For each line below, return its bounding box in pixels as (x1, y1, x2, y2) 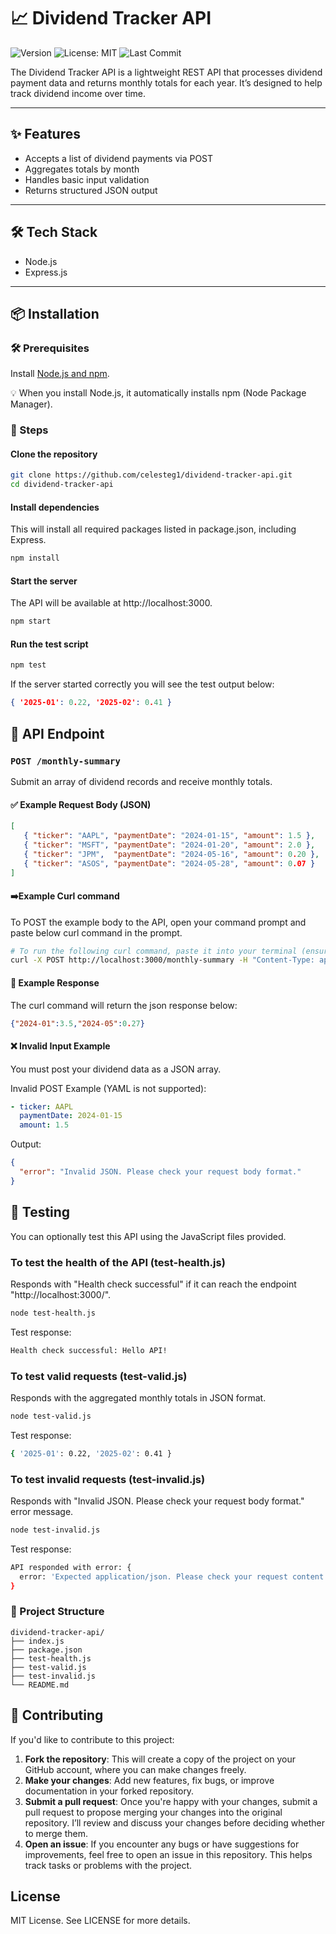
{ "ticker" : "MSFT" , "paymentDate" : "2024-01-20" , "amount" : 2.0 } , (23, 840, 316, 850)
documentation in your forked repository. (24, 1785, 195, 1797)
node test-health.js (10, 1308, 97, 1318)
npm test (10, 660, 47, 670)
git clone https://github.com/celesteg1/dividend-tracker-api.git (10, 470, 293, 480)
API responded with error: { (10, 1562, 132, 1572)
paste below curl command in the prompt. (10, 926, 183, 939)
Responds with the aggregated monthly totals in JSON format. (10, 1392, 267, 1404)
